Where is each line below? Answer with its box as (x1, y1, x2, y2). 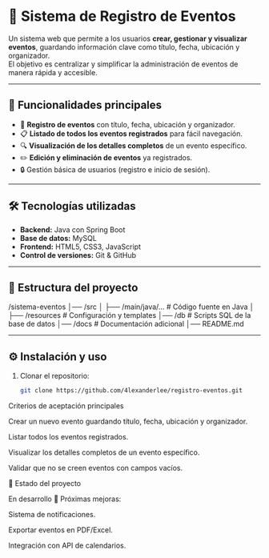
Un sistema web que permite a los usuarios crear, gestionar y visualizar (8, 34, 247, 43)
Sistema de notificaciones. (8, 510, 96, 520)
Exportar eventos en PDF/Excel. (8, 525, 114, 535)
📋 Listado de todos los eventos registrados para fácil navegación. (19, 128, 243, 138)
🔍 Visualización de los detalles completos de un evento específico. (19, 140, 247, 151)
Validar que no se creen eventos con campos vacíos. (8, 464, 183, 473)
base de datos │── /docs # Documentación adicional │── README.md (8, 319, 244, 329)
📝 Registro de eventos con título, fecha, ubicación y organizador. (19, 119, 236, 129)
